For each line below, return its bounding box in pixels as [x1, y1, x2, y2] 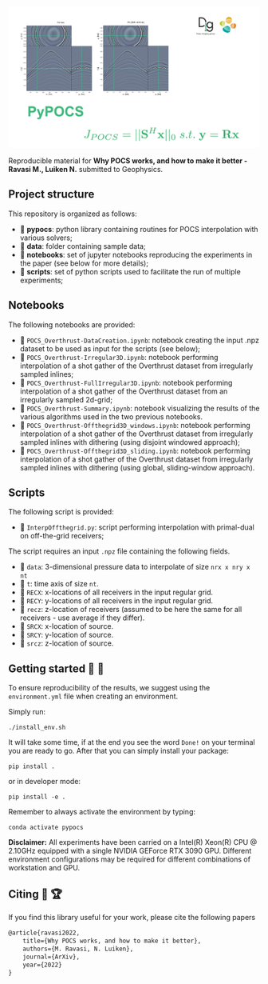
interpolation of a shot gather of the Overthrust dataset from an [19, 386, 228, 396]
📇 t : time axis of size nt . [19, 579, 99, 589]
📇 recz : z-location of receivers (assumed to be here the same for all [19, 605, 242, 614]
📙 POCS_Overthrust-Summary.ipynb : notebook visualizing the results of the [19, 403, 260, 413]
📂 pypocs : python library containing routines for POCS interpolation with [19, 224, 258, 234]
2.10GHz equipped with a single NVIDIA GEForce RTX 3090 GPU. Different [8, 846, 252, 856]
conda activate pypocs [8, 823, 84, 832]
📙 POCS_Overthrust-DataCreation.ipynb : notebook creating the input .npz [19, 335, 259, 345]
